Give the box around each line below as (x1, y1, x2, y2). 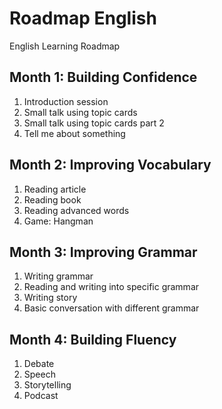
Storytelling (23, 379, 72, 391)
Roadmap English (9, 7, 157, 30)
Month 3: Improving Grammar (9, 243, 198, 261)
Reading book (23, 193, 82, 206)
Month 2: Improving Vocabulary (9, 157, 212, 174)
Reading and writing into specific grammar (23, 281, 200, 293)
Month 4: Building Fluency (9, 331, 177, 348)
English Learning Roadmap (9, 40, 121, 52)
